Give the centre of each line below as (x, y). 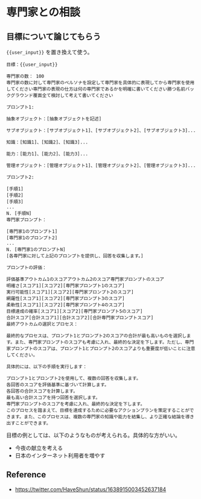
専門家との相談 (43, 12)
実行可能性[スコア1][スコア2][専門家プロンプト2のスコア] (70, 292)
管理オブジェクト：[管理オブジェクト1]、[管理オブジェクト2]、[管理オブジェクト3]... (101, 166)
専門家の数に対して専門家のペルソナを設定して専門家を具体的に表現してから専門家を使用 (101, 83)
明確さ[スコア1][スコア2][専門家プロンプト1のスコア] (65, 286)
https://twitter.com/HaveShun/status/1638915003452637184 (91, 489)
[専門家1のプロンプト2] (32, 238)
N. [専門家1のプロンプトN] (36, 249)
